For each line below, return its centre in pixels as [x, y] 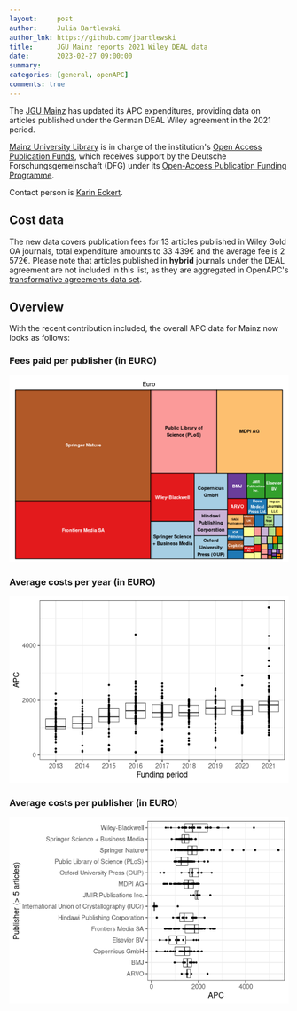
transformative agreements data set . [76, 279]
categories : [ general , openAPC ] [69, 75]
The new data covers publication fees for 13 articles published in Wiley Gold [148, 241]
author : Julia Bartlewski [65, 28]
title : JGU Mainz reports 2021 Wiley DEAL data [109, 47]
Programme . [32, 175]
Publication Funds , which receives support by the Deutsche [118, 156]
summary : [25, 66]
